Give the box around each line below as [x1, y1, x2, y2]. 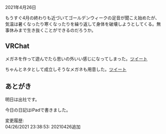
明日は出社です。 [5, 96, 40, 102]
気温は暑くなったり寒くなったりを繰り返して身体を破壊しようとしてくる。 [5, 21, 157, 27]
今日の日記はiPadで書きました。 [5, 107, 71, 113]
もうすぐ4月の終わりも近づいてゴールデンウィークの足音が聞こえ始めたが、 [5, 15, 160, 21]
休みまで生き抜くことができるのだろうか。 [9, 27, 96, 33]
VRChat [5, 42, 30, 51]
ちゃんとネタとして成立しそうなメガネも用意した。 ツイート [5, 66, 127, 72]
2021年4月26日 [5, 4, 36, 10]
